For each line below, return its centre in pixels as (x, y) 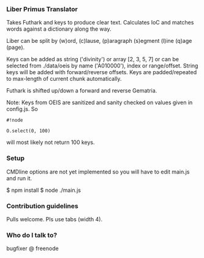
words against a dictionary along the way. (59, 29)
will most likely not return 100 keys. (51, 142)
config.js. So (22, 109)
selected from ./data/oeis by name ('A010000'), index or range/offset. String (102, 66)
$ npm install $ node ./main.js (44, 190)
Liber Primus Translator (42, 9)
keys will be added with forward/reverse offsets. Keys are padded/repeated (102, 72)
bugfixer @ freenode (33, 249)
